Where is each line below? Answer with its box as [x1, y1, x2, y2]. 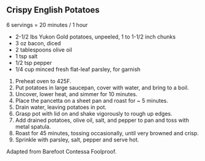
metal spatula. [15, 122, 51, 130]
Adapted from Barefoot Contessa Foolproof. [6, 148, 117, 155]
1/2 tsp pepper [15, 59, 52, 66]
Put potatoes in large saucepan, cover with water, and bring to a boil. [15, 84, 189, 91]
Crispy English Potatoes [6, 5, 100, 15]
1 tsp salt [15, 52, 38, 60]
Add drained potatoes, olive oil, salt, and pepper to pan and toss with [15, 116, 190, 124]
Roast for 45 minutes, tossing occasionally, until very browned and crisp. [15, 129, 199, 137]
